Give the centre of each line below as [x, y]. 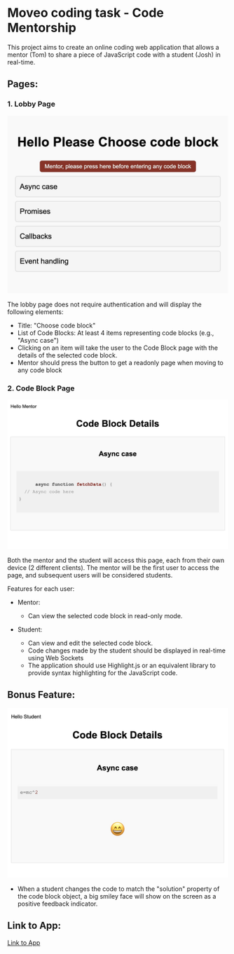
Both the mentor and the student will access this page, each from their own [116, 560]
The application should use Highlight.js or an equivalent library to [122, 666]
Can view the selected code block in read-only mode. [105, 616]
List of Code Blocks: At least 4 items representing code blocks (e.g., [116, 333]
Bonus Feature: [41, 695]
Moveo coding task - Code [86, 13]
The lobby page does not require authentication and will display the [104, 305]
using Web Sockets [56, 658]
